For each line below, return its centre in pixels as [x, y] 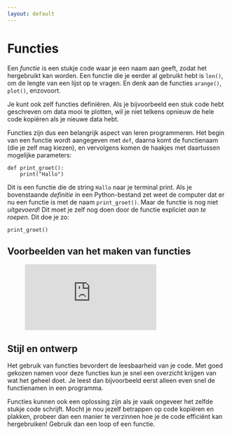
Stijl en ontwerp [43, 349]
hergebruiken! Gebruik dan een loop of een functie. [81, 424]
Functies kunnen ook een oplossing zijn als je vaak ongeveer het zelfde [110, 402]
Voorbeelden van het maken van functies [99, 251]
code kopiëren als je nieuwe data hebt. [63, 119]
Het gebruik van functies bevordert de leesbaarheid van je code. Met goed [115, 365]
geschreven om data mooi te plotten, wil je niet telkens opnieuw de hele [111, 111]
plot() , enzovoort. [34, 90]
